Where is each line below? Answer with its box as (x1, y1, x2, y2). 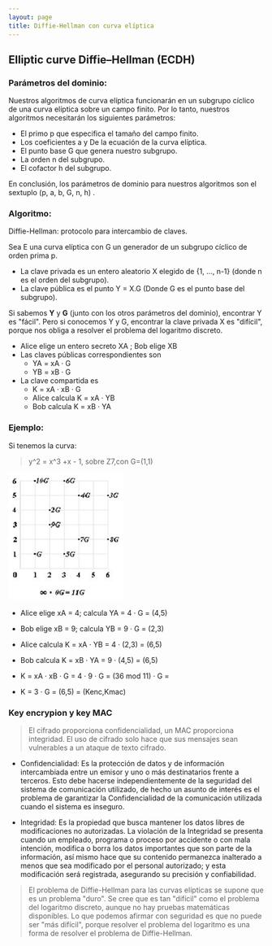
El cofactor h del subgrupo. (19, 163, 112, 173)
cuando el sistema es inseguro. (19, 802, 125, 812)
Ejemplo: (8, 422, 45, 434)
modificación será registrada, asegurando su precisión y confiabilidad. (19, 870, 257, 879)
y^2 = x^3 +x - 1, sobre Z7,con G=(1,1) (28, 456, 153, 466)
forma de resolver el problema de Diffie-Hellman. (28, 928, 193, 939)
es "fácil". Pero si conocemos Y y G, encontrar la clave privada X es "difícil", (8, 317, 263, 327)
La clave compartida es (19, 376, 99, 386)
